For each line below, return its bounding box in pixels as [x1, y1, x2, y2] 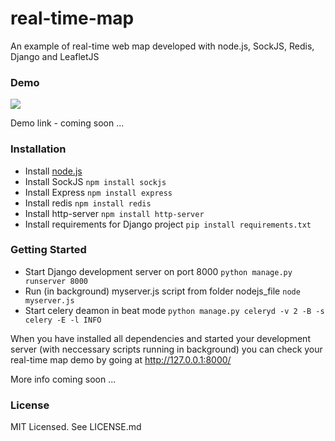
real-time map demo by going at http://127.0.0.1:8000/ [10, 353, 232, 366]
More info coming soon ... [10, 373, 117, 385]
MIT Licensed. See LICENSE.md [10, 421, 142, 433]
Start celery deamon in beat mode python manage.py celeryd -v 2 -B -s [24, 304, 325, 316]
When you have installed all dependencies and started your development [10, 332, 311, 344]
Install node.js [24, 165, 83, 177]
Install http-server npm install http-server [24, 207, 205, 219]
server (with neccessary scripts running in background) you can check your [10, 343, 323, 355]
